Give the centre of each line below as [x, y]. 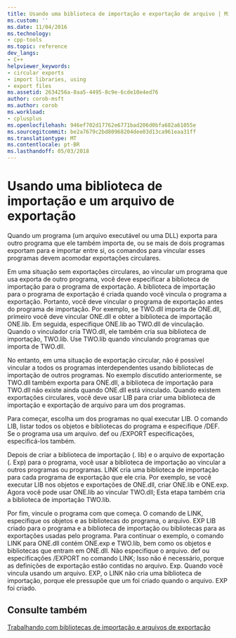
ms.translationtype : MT [42, 138]
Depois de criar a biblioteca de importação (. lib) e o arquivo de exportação [116, 454]
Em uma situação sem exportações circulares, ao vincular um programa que [118, 271]
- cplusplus [25, 118]
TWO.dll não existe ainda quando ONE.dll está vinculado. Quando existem [114, 390]
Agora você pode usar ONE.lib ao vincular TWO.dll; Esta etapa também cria [116, 492]
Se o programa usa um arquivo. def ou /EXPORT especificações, [101, 433]
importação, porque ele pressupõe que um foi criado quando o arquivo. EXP [118, 580]
